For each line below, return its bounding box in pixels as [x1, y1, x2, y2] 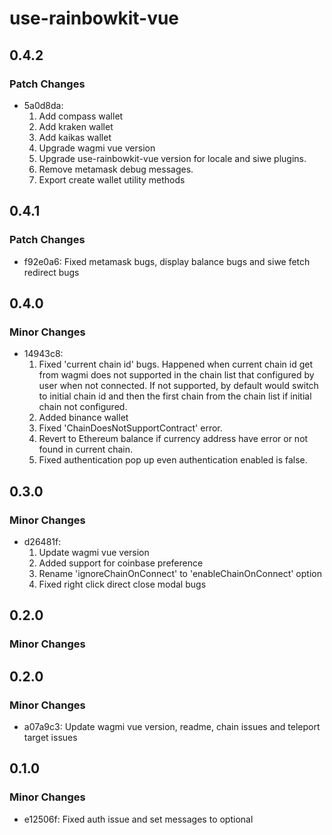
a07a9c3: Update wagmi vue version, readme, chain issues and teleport [23, 720, 321, 732]
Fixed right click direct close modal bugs [38, 578, 207, 590]
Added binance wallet [38, 412, 129, 424]
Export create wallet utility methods [38, 173, 186, 186]
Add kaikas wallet [38, 131, 112, 143]
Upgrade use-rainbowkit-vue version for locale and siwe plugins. [38, 152, 307, 164]
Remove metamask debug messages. [38, 163, 194, 175]
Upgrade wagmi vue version [38, 142, 156, 154]
